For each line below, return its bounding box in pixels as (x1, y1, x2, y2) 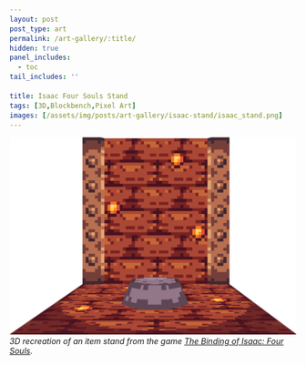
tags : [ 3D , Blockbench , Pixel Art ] (9, 101, 137, 110)
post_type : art (9, 24, 67, 34)
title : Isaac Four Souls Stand (9, 91, 128, 100)
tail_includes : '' (9, 73, 79, 82)
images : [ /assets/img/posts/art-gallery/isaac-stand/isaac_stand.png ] (9, 110, 283, 120)
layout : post (9, 15, 59, 24)
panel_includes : (9, 53, 71, 63)
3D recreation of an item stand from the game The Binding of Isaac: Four (9, 335, 284, 346)
